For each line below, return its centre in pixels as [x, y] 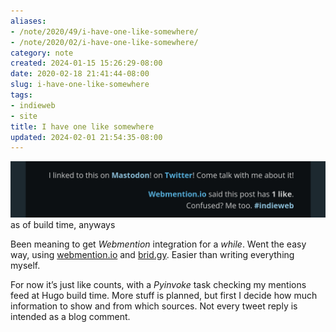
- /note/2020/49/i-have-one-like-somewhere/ [104, 31]
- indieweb [33, 105]
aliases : [28, 21]
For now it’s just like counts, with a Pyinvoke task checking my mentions [158, 284]
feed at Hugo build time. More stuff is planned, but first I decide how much [164, 295]
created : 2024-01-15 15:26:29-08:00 [86, 63]
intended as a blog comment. [70, 316]
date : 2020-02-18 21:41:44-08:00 [80, 74]
